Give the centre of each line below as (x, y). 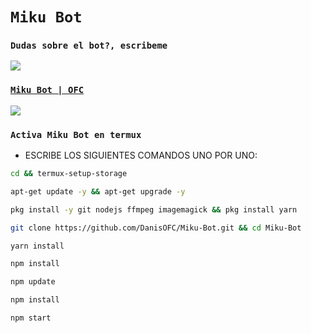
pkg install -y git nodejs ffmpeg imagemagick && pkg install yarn (154, 209)
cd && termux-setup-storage (69, 174)
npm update (33, 282)
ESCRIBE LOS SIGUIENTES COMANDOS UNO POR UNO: (141, 155)
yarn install (37, 246)
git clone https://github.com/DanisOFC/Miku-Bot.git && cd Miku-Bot (156, 228)
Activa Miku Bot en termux (76, 134)
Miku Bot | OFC (47, 90)
